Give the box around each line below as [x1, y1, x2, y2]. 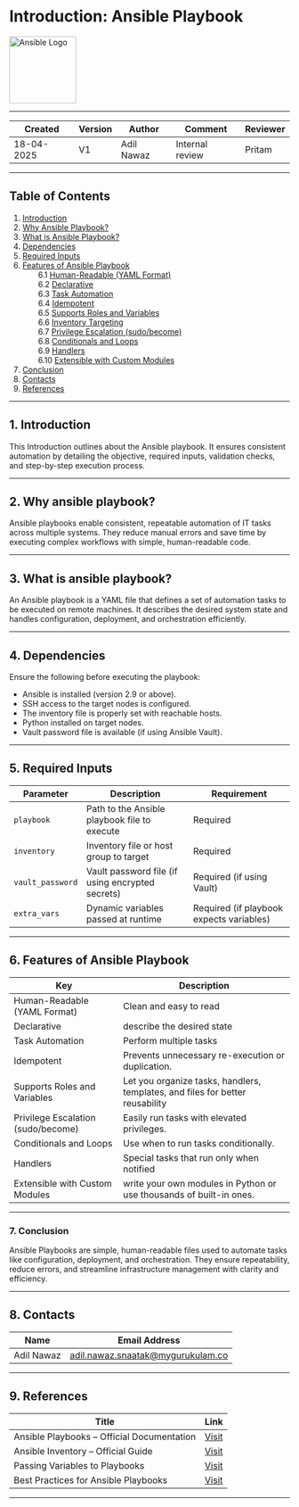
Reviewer [244, 122, 286, 135]
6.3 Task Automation [37, 288, 114, 299]
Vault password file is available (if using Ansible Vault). [21, 727, 222, 737]
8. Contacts [9, 1307, 76, 1322]
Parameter [22, 787, 69, 799]
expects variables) [192, 913, 271, 925]
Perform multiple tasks [123, 1034, 218, 1047]
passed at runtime [85, 913, 162, 925]
